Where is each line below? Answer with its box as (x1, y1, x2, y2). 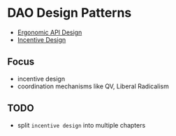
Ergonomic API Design (17, 28, 82, 36)
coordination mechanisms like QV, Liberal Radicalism (17, 82, 169, 90)
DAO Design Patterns (7, 5, 132, 21)
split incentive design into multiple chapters (17, 121, 146, 129)
